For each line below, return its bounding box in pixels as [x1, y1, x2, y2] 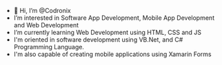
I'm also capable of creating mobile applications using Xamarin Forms [13, 50, 212, 58]
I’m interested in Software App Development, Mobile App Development [13, 14, 215, 22]
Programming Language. [13, 43, 85, 51]
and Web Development [13, 21, 79, 29]
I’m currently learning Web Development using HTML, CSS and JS [13, 28, 202, 36]
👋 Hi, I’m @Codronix [13, 7, 71, 14]
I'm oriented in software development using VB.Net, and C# [13, 36, 183, 44]
